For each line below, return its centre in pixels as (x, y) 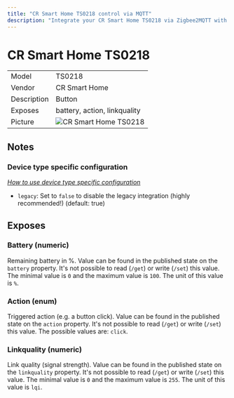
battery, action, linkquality (98, 111)
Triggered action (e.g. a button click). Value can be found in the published (113, 317)
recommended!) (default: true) (61, 204)
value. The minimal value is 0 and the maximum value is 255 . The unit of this (116, 380)
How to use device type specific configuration (74, 183)
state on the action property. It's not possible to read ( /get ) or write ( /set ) (115, 324)
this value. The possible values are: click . (68, 331)
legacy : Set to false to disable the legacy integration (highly (104, 196)
